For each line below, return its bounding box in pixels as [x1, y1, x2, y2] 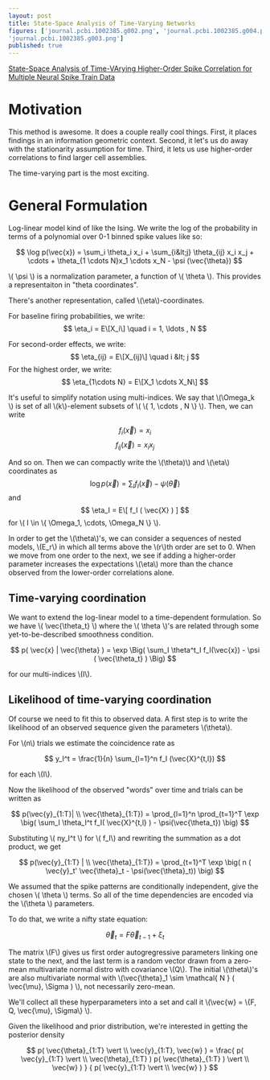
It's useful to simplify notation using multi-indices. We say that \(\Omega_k [8, 393, 256, 402]
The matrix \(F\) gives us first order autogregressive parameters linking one [8, 947, 259, 957]
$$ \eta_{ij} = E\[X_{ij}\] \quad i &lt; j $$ [70, 352, 200, 361]
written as [8, 794, 42, 803]
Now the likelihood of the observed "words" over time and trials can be [8, 785, 243, 795]
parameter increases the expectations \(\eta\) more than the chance [8, 559, 233, 569]
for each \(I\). [8, 769, 52, 779]
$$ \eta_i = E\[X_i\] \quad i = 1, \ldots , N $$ [63, 324, 207, 333]
